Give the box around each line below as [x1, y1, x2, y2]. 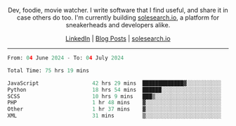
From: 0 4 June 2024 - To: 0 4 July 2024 [7, 55, 124, 62]
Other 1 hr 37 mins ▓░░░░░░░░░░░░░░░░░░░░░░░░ [7, 106, 221, 113]
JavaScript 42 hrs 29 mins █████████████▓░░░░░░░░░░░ [7, 80, 221, 87]
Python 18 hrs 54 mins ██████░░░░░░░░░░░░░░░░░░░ [7, 86, 221, 93]
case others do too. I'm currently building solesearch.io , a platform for [16, 13, 220, 22]
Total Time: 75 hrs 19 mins [7, 66, 90, 74]
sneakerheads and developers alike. [65, 21, 171, 29]
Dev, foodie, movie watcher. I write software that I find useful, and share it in [8, 6, 228, 14]
